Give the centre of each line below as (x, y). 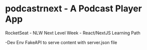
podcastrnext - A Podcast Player (73, 9)
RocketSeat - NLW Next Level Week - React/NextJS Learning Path (73, 33)
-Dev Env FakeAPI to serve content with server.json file (61, 42)
